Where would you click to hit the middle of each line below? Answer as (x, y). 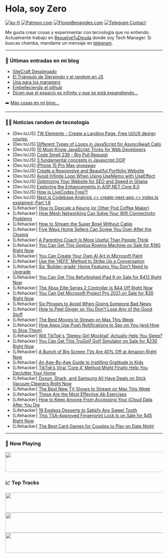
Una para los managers (36, 82)
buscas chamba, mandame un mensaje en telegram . (59, 43)
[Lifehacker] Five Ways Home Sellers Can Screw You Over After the (82, 229)
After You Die (26, 405)
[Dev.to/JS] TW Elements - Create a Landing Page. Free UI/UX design (84, 133)
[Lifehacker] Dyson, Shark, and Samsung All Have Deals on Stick (79, 378)
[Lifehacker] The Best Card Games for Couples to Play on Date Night (83, 426)
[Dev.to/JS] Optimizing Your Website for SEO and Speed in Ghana (80, 181)
